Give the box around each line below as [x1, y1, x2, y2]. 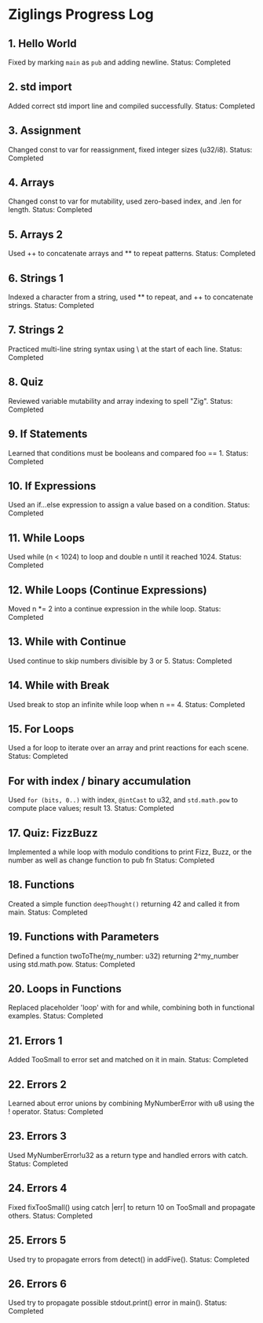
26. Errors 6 [8, 1277, 67, 1290]
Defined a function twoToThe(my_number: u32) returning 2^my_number [8, 951, 239, 960]
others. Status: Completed [8, 1211, 93, 1220]
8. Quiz [8, 376, 44, 389]
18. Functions [8, 878, 75, 892]
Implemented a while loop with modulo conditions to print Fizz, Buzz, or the [8, 847, 253, 856]
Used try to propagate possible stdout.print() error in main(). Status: [8, 1298, 228, 1307]
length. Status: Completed [8, 205, 93, 214]
